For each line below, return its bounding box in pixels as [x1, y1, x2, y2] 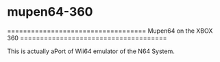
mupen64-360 [7, 4, 93, 20]
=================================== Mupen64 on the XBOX [7, 27, 213, 35]
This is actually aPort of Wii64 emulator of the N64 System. [7, 47, 175, 55]
